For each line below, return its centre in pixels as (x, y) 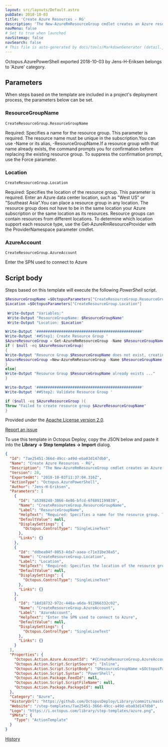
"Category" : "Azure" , (32, 697)
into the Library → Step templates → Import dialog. (58, 445)
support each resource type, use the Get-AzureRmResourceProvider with (81, 224)
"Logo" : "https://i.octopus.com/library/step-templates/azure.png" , (82, 711)
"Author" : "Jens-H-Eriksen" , (40, 487)
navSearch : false (23, 43)
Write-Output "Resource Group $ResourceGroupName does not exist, (76, 355)
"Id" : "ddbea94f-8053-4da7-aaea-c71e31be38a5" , (69, 552)
